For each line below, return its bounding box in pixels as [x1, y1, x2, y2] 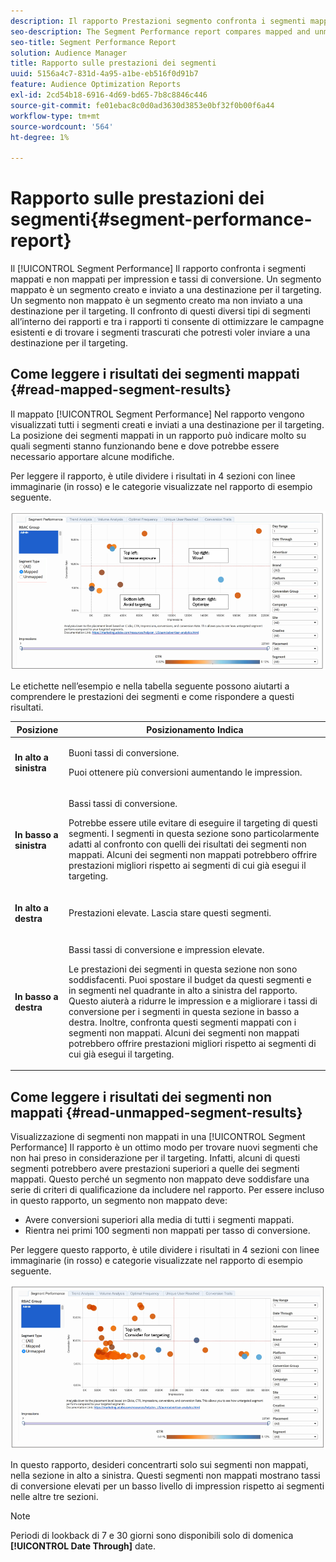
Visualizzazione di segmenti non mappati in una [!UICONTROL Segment [10, 1131, 306, 1143]
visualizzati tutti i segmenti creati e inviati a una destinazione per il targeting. [10, 418, 325, 430]
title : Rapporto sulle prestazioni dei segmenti [10, 58, 217, 69]
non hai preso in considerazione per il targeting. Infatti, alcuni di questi [10, 1152, 301, 1164]
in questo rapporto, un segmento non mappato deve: [10, 1195, 228, 1207]
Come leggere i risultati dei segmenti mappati [10, 366, 300, 383]
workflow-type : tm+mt [10, 111, 101, 121]
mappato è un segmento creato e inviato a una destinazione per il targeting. [10, 284, 322, 296]
